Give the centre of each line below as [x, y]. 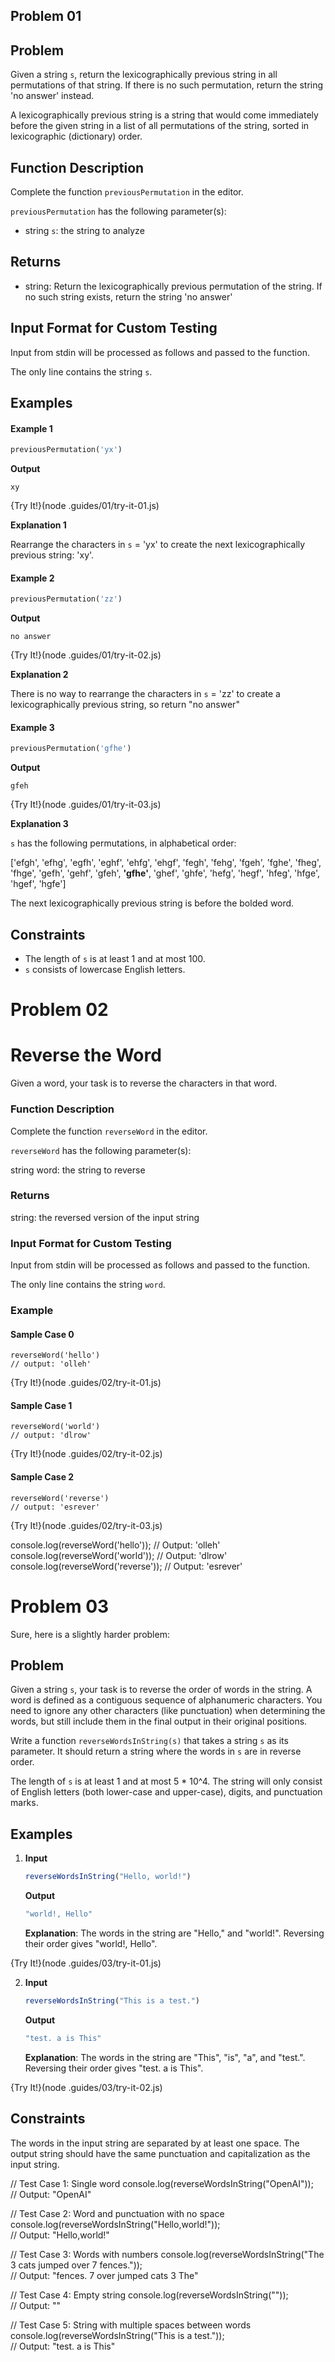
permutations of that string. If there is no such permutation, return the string [167, 85]
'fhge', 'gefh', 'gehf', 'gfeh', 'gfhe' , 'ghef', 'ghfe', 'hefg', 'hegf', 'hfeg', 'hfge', [165, 873]
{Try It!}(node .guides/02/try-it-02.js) [86, 1454]
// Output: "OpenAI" [51, 2194]
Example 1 [31, 428]
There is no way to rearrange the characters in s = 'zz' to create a [145, 694]
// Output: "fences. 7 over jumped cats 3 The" [104, 2275]
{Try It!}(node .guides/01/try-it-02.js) [86, 655]
